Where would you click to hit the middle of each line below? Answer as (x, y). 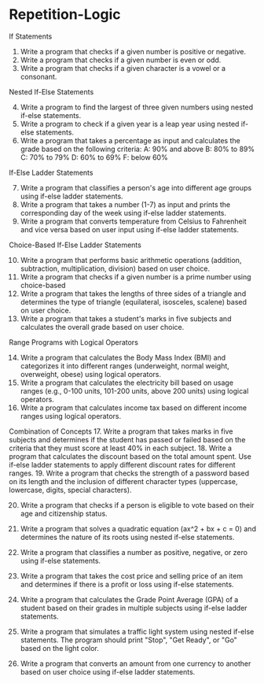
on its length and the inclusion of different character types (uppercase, (123, 481)
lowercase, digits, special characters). (70, 490)
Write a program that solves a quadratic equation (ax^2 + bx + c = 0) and (138, 528)
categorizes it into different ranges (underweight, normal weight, (125, 366)
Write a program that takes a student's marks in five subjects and (126, 318)
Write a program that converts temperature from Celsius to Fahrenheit (133, 221)
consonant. (38, 76)
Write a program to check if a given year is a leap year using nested (130, 124)
